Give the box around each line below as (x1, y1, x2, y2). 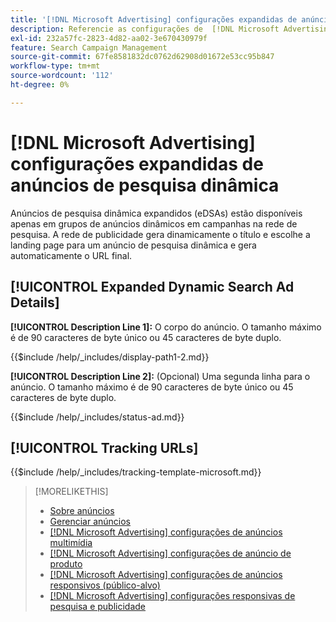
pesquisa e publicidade (49, 601, 147, 613)
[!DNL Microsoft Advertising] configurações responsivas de (49, 590, 296, 602)
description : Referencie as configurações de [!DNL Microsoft (10, 24, 280, 34)
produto (49, 558, 83, 570)
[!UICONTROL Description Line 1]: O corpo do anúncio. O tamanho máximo (10, 321, 322, 333)
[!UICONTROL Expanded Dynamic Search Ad (10, 279, 295, 296)
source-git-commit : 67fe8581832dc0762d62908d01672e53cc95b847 (10, 52, 275, 62)
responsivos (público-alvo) (49, 579, 161, 591)
